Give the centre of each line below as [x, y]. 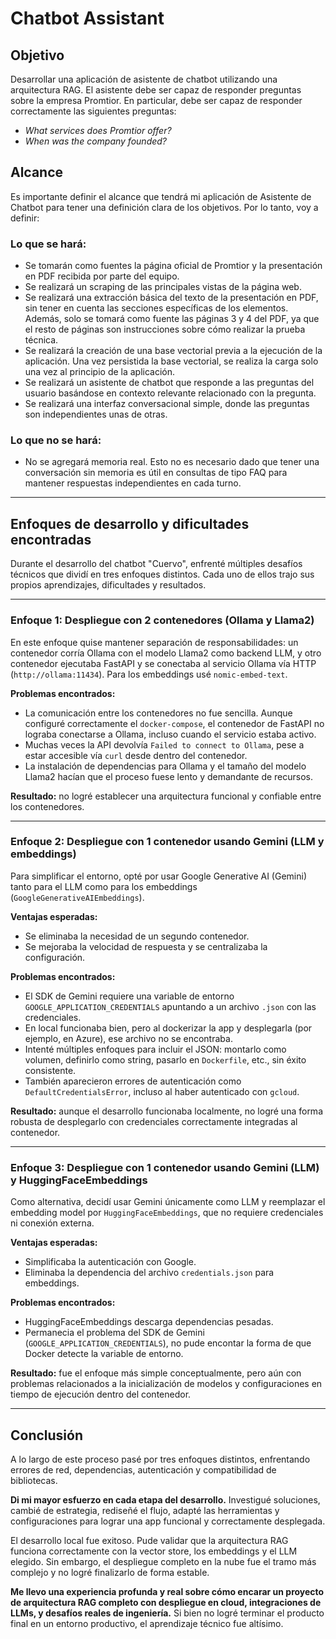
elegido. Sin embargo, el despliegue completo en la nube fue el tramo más [163, 1561]
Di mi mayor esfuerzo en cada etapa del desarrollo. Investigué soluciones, [165, 1499]
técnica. [41, 340]
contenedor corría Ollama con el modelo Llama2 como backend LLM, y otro [166, 653]
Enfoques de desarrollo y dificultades [130, 523]
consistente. [50, 1070]
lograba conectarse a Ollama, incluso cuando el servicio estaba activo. [170, 734]
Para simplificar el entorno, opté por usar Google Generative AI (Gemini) [158, 876]
